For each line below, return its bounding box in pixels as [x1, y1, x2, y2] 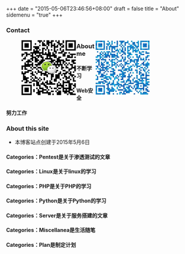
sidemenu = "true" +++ [6, 11, 63, 18]
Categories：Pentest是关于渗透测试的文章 [6, 153, 111, 160]
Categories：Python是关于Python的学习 [6, 197, 106, 204]
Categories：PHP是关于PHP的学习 [6, 182, 92, 189]
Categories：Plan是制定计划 [6, 242, 76, 249]
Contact [6, 26, 30, 34]
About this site [6, 124, 49, 132]
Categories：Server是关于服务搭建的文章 [6, 212, 108, 219]
